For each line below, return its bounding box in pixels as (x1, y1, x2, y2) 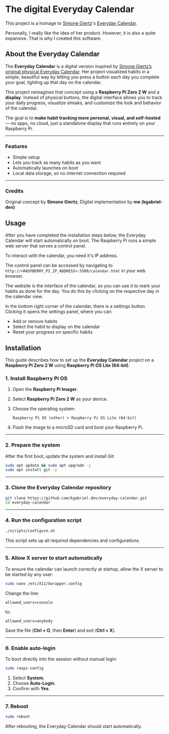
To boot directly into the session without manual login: (5, 656, 117, 662)
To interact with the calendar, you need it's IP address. (5, 253, 118, 259)
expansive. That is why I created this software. (5, 35, 102, 41)
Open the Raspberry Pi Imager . (12, 386, 78, 392)
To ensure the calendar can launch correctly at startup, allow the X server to (5, 566, 163, 572)
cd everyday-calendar (5, 500, 51, 505)
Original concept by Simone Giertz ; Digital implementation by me (5, 199, 141, 205)
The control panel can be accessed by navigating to (5, 263, 113, 269)
